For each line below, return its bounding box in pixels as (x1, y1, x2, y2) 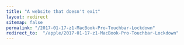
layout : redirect (6, 14, 48, 20)
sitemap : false (6, 19, 43, 25)
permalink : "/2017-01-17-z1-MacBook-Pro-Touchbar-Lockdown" (6, 25, 156, 31)
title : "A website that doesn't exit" (6, 8, 100, 15)
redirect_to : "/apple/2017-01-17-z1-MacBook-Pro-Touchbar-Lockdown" (6, 30, 179, 36)
